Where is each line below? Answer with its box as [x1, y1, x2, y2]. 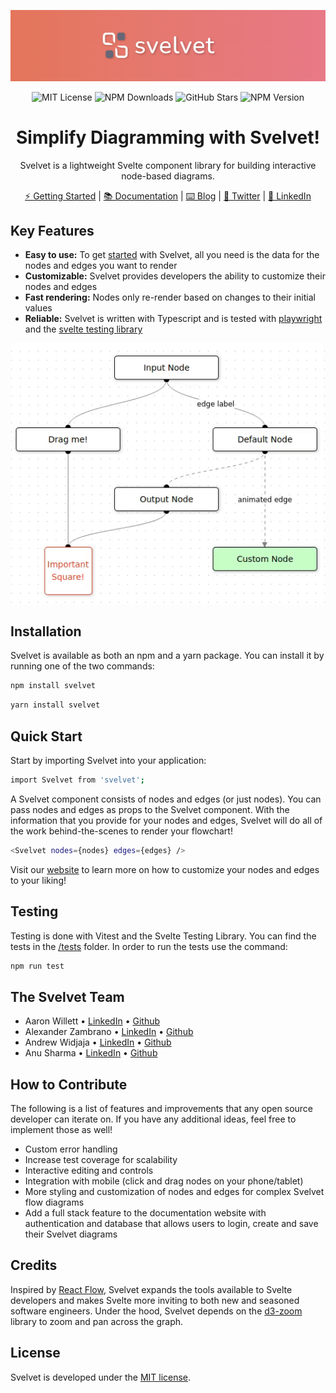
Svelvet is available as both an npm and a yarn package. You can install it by [10, 650, 325, 662]
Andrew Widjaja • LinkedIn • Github [24, 1036, 172, 1049]
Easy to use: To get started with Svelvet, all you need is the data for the [24, 249, 320, 261]
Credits [10, 1257, 58, 1274]
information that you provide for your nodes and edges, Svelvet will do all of [10, 814, 323, 826]
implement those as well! [10, 1124, 113, 1136]
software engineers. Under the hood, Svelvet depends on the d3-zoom [10, 1305, 303, 1317]
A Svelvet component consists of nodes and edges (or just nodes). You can [10, 793, 322, 805]
